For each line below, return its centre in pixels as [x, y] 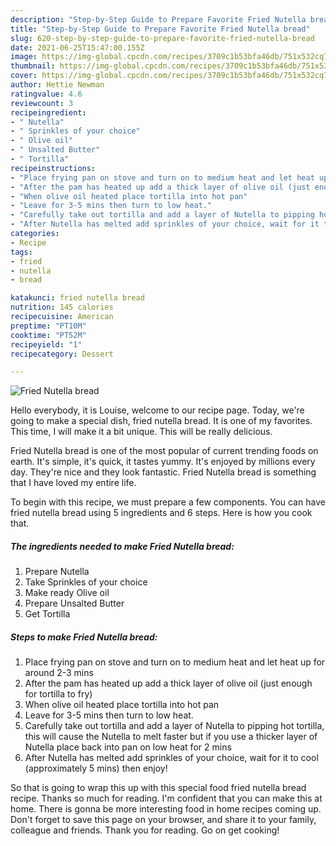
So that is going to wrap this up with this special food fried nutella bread [158, 788]
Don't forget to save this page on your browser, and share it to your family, [163, 820]
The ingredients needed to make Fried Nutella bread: [122, 546]
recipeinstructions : [53, 168]
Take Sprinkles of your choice [86, 582]
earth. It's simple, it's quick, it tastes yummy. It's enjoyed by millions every [163, 462]
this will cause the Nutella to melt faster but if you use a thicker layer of [171, 737]
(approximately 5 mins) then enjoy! [96, 768]
